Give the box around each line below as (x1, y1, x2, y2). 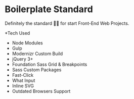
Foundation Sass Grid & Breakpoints (12, 61, 87, 67)
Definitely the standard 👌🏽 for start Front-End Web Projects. (5, 20, 129, 26)
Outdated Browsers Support (12, 88, 71, 94)
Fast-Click (12, 72, 34, 78)
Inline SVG (12, 82, 34, 89)
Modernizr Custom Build (12, 51, 63, 57)
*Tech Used (5, 30, 30, 36)
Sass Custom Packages (12, 67, 62, 73)
